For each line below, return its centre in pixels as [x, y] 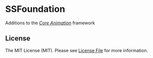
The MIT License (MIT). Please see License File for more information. [76, 50]
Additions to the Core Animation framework [50, 23]
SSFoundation [35, 9]
